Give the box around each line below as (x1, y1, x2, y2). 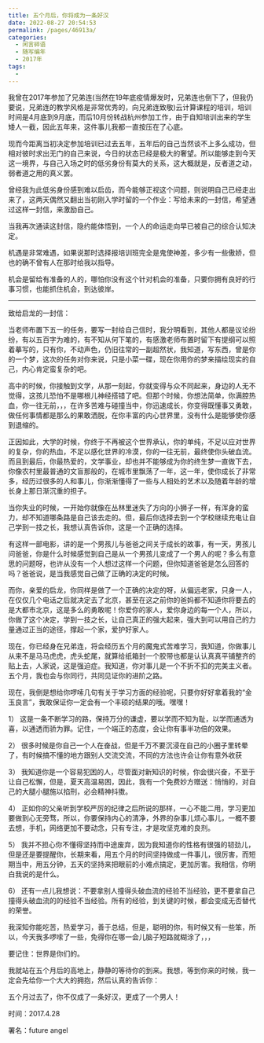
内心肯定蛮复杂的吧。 (21, 364, 91, 373)
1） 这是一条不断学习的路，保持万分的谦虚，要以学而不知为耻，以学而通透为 (8, 714, 254, 723)
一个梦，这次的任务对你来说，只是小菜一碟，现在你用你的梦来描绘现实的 (14, 354, 249, 364)
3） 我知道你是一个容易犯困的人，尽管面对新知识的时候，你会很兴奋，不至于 (8, 767, 255, 777)
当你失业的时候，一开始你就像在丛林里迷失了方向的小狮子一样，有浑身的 (8, 502, 242, 512)
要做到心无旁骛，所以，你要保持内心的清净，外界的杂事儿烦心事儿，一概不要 (8, 813, 256, 822)
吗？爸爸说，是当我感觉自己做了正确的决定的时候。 (8, 568, 174, 578)
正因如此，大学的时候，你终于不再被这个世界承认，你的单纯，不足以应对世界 (8, 437, 256, 446)
